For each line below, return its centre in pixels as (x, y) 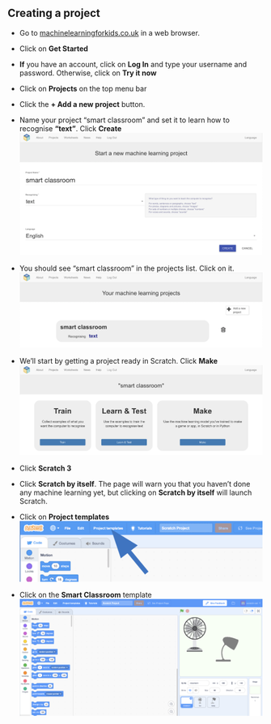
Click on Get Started (53, 49)
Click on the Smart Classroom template (86, 595)
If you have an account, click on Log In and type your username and (133, 64)
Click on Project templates (64, 517)
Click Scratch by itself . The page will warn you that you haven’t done (135, 483)
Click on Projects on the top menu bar (83, 88)
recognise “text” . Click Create (70, 128)
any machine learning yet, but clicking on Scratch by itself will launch (135, 492)
